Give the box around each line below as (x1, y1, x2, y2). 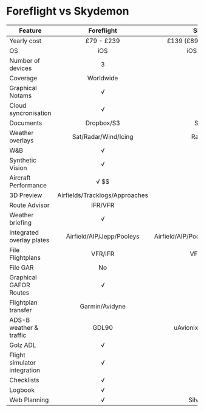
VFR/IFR (90, 250, 115, 258)
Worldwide (87, 74, 118, 82)
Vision (9, 163, 27, 172)
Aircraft (9, 173, 31, 182)
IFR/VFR (90, 201, 115, 209)
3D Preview (9, 190, 42, 199)
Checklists (9, 375, 39, 384)
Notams (9, 91, 32, 100)
